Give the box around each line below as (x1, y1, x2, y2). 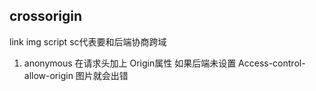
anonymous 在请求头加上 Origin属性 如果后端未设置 (23, 57, 237, 69)
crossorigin (9, 8, 83, 25)
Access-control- (238, 57, 306, 69)
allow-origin (23, 69, 74, 81)
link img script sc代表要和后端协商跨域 (9, 35, 167, 48)
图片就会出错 (75, 69, 129, 81)
